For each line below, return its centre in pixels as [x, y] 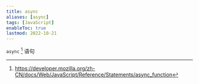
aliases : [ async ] [28, 17]
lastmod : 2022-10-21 [32, 33]
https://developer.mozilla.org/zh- [55, 68]
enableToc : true [26, 28]
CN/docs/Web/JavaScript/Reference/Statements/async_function [94, 75]
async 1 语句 [20, 51]
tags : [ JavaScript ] [30, 22]
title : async [22, 11]
